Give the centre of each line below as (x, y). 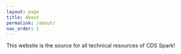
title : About (23, 17)
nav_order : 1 (23, 28)
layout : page (23, 12)
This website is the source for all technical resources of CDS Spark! (91, 46)
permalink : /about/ (31, 23)
